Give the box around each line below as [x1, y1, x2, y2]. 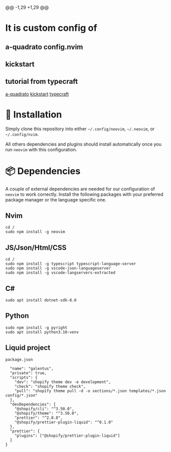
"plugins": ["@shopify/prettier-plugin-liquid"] [14, 433, 120, 438]
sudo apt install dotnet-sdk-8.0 [5, 298, 77, 303]
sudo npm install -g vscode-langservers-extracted [5, 270, 116, 276]
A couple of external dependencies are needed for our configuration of [5, 186, 155, 192]
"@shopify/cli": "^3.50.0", [14, 406, 74, 411]
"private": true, [10, 370, 47, 375]
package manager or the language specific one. [5, 196, 106, 202]
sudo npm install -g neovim [5, 230, 66, 235]
